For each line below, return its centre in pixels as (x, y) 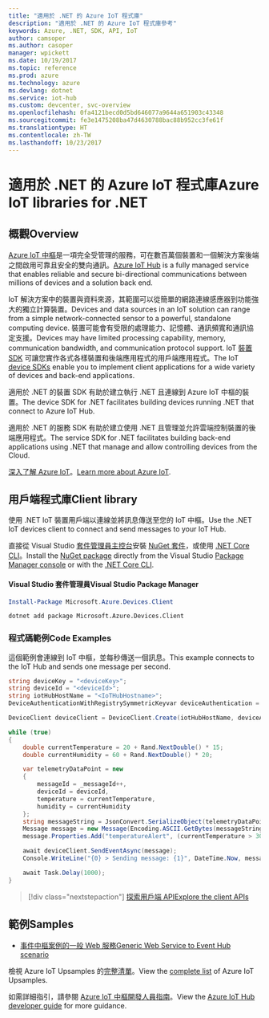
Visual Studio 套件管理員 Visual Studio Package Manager (104, 584)
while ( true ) (30, 732)
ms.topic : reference (43, 68)
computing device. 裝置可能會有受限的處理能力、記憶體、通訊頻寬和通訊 (128, 328)
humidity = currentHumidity (84, 806)
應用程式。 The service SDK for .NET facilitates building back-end (122, 438)
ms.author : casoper (41, 46)
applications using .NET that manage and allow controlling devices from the (133, 446)
